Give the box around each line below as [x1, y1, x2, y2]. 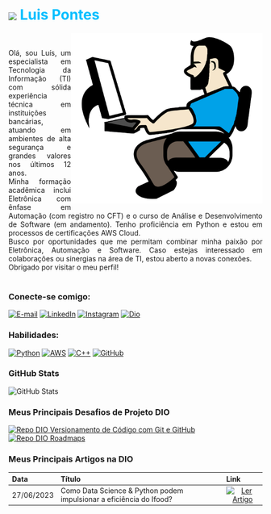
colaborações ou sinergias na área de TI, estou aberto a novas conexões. [8, 253, 252, 263]
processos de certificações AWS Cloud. [8, 228, 141, 237]
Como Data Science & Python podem [60, 486, 184, 495]
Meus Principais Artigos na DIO [8, 453, 134, 465]
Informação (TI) [8, 73, 71, 83]
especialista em [8, 56, 71, 66]
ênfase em [8, 202, 71, 211]
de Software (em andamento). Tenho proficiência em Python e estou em [8, 219, 263, 229]
